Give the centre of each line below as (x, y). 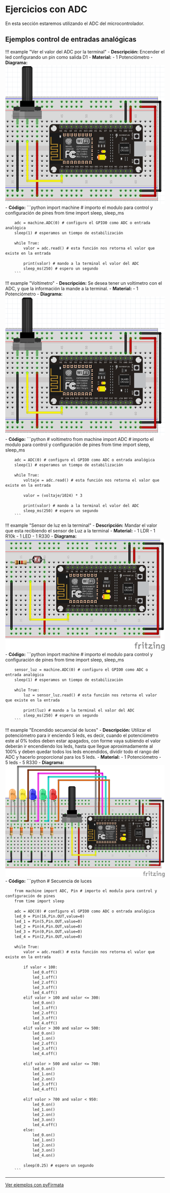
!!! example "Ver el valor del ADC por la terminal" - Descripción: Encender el (85, 51)
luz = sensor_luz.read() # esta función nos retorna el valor (90, 695)
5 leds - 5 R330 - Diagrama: (35, 763)
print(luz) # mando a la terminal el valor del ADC (79, 710)
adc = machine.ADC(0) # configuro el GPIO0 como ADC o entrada (82, 223)
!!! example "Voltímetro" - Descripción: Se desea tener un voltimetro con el (84, 283)
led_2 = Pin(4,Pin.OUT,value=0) (48, 927)
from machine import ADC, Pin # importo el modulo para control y (86, 891)
